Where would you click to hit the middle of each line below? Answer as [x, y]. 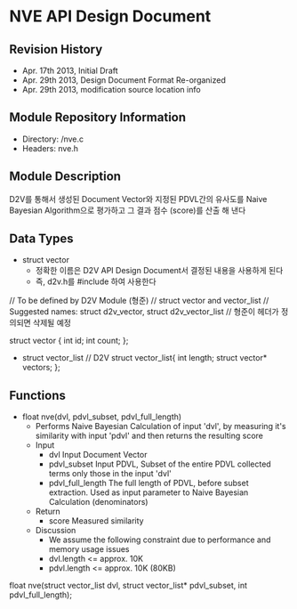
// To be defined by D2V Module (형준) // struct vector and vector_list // [139, 301]
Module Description [65, 177]
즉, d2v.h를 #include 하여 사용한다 [96, 281]
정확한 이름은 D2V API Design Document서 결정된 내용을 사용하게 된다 [159, 271]
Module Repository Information [98, 118]
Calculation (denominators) [98, 502]
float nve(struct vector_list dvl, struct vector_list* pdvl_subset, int [128, 586]
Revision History [56, 49]
